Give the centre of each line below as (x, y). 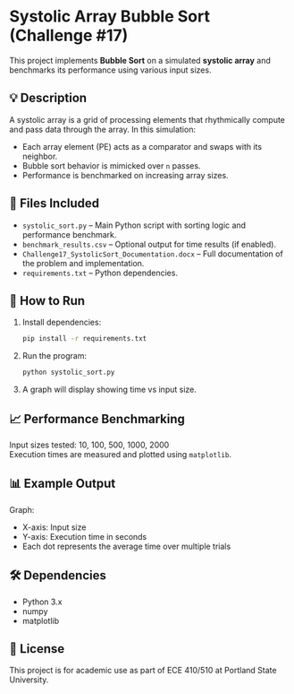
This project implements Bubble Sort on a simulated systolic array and (140, 60)
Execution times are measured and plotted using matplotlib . (121, 454)
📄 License (37, 649)
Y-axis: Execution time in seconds (84, 536)
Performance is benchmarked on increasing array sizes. (126, 175)
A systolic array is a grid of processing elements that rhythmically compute (147, 119)
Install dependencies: (62, 322)
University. (29, 680)
